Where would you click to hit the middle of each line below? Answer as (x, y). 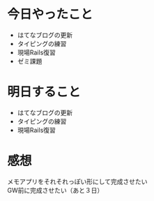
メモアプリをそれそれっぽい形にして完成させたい (77, 181)
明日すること (44, 92)
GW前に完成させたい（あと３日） (55, 190)
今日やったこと (50, 14)
